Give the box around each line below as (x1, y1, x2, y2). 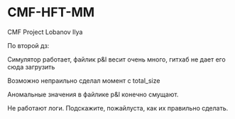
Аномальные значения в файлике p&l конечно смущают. (7, 90, 179, 98)
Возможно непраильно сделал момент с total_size (7, 76, 160, 85)
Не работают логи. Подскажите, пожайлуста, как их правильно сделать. (7, 103, 229, 112)
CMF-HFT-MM (7, 4, 95, 21)
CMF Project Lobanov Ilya (7, 28, 83, 36)
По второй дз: (7, 41, 50, 50)
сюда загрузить (7, 62, 55, 71)
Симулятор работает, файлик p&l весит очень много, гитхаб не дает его (7, 55, 226, 64)
